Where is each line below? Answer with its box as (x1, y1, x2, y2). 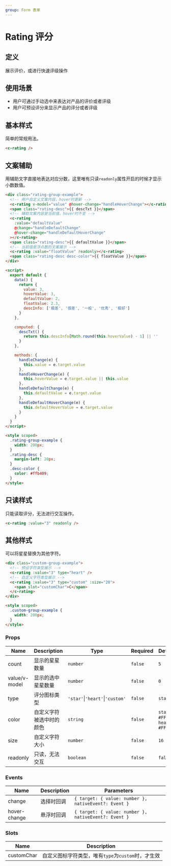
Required (131, 647, 154, 654)
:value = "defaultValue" (14, 220, 63, 226)
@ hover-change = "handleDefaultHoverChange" (14, 230, 106, 235)
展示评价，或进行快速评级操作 (5, 67, 68, 73)
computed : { (14, 325, 40, 330)
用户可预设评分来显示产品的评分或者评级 (12, 105, 98, 111)
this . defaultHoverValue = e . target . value (23, 405, 113, 410)
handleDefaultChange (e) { (18, 386, 74, 391)
